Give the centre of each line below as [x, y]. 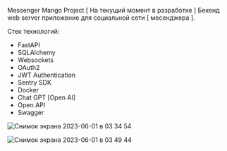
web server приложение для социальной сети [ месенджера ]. [101, 18]
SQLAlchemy [36, 53]
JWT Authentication [47, 75]
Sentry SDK [34, 83]
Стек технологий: [33, 31]
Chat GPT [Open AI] [47, 97]
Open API [31, 105]
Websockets [36, 60]
